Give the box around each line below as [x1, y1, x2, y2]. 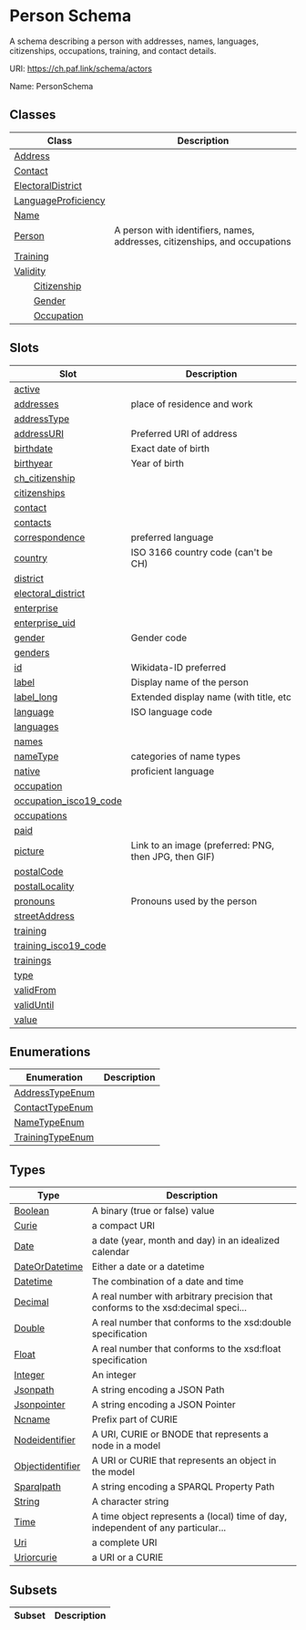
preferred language [130, 531, 214, 544]
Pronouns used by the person [130, 895, 258, 908]
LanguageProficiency [14, 193, 106, 206]
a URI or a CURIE [91, 1552, 164, 1564]
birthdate [14, 441, 53, 454]
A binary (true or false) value [91, 1205, 215, 1218]
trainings [14, 954, 52, 967]
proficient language [130, 764, 215, 777]
